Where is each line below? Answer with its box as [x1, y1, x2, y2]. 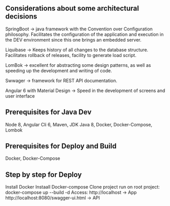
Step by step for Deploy [5, 170, 82, 179]
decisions [5, 12, 37, 21]
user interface [5, 92, 35, 99]
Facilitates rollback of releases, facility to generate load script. [5, 52, 137, 58]
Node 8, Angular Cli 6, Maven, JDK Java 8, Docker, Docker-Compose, [5, 121, 153, 127]
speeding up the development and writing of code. [5, 67, 112, 73]
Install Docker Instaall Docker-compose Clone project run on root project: [5, 184, 160, 190]
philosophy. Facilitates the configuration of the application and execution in [5, 31, 164, 38]
